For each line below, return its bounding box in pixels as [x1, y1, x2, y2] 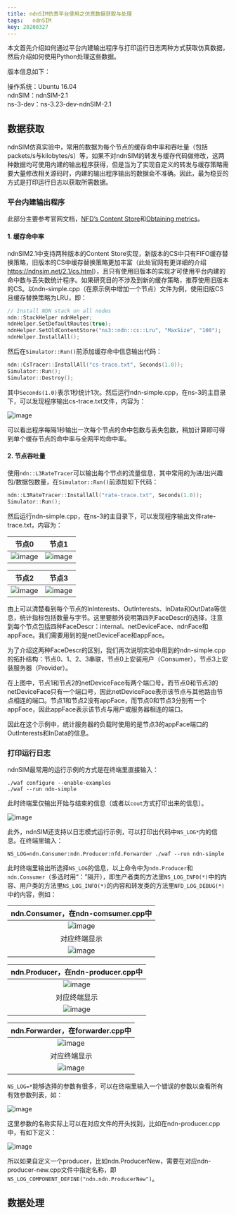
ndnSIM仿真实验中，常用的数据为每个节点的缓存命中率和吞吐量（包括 [7, 142, 209, 152]
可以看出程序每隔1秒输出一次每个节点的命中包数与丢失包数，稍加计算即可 [7, 425, 219, 434]
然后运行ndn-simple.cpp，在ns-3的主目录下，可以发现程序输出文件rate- [7, 512, 216, 520]
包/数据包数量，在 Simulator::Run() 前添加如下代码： [7, 477, 159, 486]
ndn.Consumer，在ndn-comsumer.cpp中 [11, 908, 152, 918]
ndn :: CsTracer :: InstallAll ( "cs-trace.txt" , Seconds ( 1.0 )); [7, 361, 184, 369]
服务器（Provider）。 [13, 664, 72, 672]
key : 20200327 [7, 23, 49, 30]
